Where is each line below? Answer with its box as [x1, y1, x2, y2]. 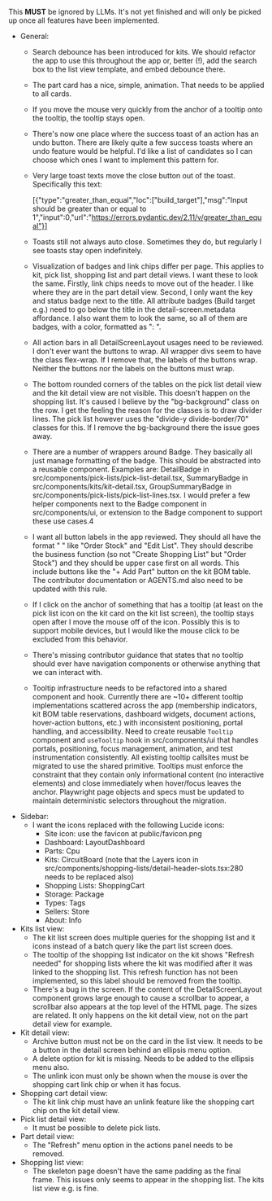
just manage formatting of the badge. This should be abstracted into [32, 456, 261, 465]
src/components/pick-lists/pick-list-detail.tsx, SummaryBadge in [32, 473, 248, 483]
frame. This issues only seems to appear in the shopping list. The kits [32, 1175, 265, 1184]
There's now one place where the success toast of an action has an [32, 129, 259, 138]
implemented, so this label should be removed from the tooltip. [32, 976, 242, 985]
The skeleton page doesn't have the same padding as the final [32, 1166, 241, 1176]
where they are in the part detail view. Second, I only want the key [32, 287, 253, 296]
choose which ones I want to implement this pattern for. [32, 155, 219, 164]
